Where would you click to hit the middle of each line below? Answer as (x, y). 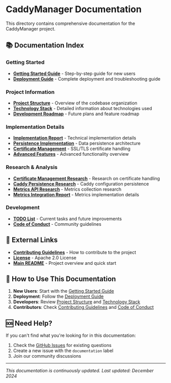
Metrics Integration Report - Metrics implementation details (76, 194)
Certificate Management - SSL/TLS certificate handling (72, 149)
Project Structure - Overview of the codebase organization (75, 103)
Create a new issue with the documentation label (63, 351)
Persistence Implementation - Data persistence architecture (77, 144)
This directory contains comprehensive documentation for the (71, 23)
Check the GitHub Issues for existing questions (62, 345)
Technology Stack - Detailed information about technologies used (82, 108)
